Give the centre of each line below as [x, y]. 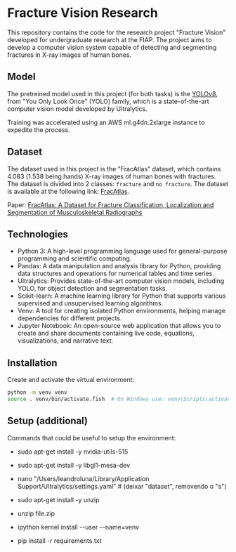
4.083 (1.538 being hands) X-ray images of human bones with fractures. [112, 176]
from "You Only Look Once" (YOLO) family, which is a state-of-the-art [108, 101]
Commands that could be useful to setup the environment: [92, 438]
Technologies [38, 234]
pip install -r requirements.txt [59, 540]
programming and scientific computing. [74, 258]
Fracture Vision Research [83, 13]
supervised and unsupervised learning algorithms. [90, 303]
